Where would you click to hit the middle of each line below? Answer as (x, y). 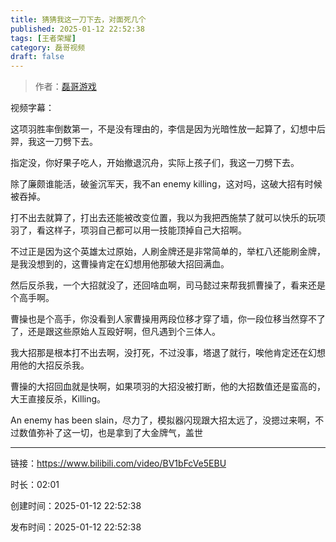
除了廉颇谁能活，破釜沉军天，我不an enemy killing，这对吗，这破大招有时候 (166, 184)
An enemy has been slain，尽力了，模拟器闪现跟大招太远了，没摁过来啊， (163, 420)
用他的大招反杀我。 (50, 365)
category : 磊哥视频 (48, 47)
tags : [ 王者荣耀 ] (43, 38)
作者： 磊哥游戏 (65, 87)
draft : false (37, 57)
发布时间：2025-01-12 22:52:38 (76, 527)
